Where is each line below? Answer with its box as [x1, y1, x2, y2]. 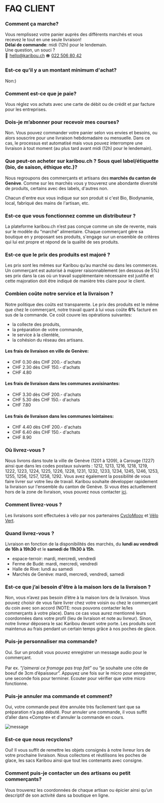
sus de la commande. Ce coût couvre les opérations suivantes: [5, 312, 132, 317]
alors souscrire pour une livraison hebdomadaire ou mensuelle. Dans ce [5, 135, 150, 141]
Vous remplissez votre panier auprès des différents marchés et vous [5, 31, 143, 37]
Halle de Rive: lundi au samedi [12, 566, 73, 572]
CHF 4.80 [12, 369, 32, 375]
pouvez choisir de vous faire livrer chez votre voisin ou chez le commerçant [5, 600, 158, 606]
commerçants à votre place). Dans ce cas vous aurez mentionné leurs [5, 610, 146, 616]
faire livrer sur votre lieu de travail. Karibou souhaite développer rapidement [5, 479, 158, 485]
